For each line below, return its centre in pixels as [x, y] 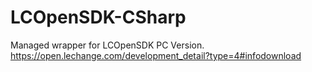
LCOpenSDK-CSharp [98, 17]
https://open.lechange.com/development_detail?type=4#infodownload [156, 55]
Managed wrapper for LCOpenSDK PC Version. [107, 45]
